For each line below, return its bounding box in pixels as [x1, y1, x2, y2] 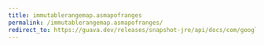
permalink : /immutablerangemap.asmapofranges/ [8, 19, 163, 27]
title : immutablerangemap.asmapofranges [8, 11, 143, 19]
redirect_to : [8, 26, 51, 34]
